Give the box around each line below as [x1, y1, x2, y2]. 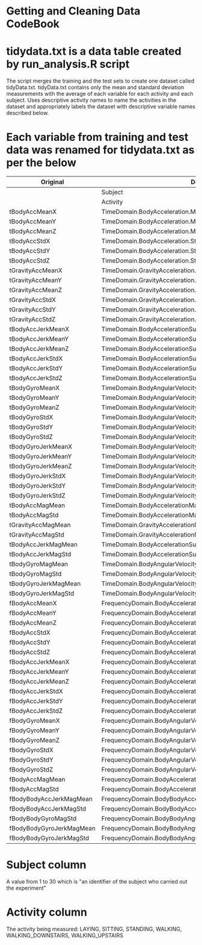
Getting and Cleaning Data [6, 4, 141, 18]
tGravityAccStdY [9, 305, 56, 314]
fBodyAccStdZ [9, 648, 50, 657]
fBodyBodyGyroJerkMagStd [9, 834, 90, 843]
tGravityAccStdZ [9, 315, 56, 323]
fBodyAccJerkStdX [9, 687, 63, 696]
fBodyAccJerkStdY [9, 697, 63, 705]
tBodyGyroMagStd [9, 570, 62, 578]
